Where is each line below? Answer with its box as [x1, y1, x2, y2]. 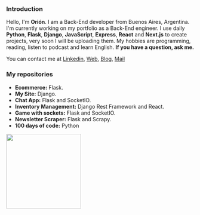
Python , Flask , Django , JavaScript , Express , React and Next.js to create [6, 31, 187, 38]
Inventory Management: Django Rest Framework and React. [14, 103, 164, 110]
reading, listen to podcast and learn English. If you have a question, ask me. [6, 44, 194, 51]
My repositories [6, 70, 54, 79]
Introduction [6, 5, 43, 13]
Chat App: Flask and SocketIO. [14, 96, 91, 103]
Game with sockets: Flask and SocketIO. [14, 109, 116, 116]
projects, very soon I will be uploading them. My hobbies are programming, [6, 38, 191, 45]
